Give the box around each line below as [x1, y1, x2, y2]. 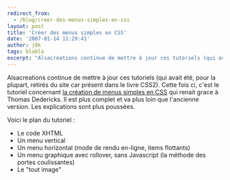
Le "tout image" [16, 165, 62, 173]
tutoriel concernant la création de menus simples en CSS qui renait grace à [7, 88, 219, 96]
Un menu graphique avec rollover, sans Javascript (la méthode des [16, 151, 207, 159]
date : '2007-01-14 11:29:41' [7, 36, 90, 42]
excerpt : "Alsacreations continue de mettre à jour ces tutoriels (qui [7, 55, 216, 62]
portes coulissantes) [16, 158, 75, 166]
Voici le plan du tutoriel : [7, 116, 75, 124]
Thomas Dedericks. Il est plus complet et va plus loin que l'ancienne [7, 95, 200, 103]
